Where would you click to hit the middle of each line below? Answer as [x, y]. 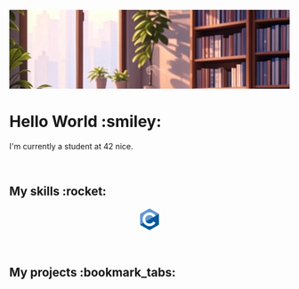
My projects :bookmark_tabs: [93, 272]
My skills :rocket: [58, 192]
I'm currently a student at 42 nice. [71, 146]
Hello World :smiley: [85, 121]
